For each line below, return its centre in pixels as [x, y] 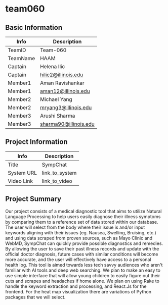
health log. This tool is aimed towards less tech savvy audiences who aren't [84, 265]
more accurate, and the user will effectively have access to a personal [78, 259]
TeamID [17, 50]
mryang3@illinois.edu [66, 108]
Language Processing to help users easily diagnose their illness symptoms [83, 216]
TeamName [22, 58]
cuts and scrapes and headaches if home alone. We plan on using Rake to [82, 281]
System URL [22, 173]
